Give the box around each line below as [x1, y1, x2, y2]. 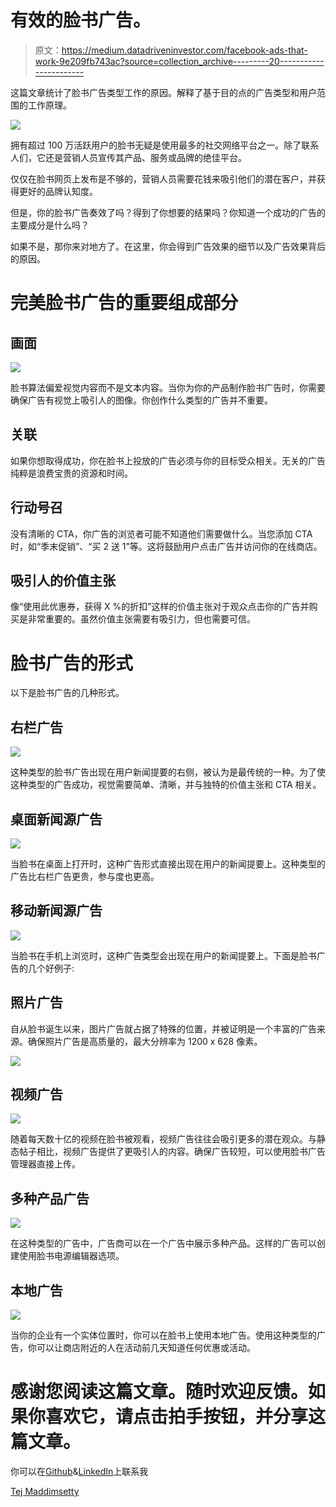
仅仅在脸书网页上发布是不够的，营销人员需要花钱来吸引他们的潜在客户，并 [10, 172, 317, 185]
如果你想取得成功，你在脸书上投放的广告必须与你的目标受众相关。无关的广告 [10, 454, 326, 466]
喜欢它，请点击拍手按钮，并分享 [45, 1406, 309, 1428]
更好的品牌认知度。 [18, 185, 98, 197]
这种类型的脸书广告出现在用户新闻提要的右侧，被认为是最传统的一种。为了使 [10, 766, 326, 778]
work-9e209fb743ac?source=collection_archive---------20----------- [34, 55, 325, 67]
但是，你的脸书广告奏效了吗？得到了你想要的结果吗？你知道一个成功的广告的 [10, 206, 326, 218]
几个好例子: [27, 962, 75, 974]
